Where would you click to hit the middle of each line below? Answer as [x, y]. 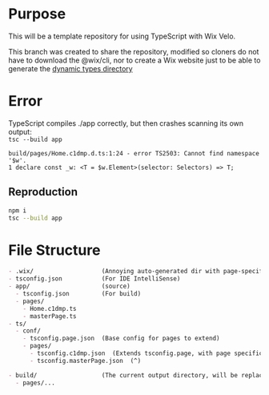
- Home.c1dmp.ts [50, 308]
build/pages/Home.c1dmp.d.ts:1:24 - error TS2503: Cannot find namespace [134, 153]
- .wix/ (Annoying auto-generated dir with [114, 272]
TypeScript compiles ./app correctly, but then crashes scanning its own [126, 123]
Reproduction [43, 192]
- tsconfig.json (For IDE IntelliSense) [94, 279]
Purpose [37, 14]
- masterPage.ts [50, 316]
